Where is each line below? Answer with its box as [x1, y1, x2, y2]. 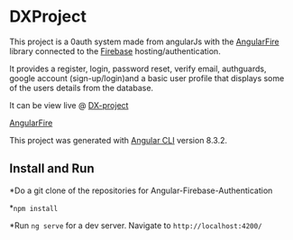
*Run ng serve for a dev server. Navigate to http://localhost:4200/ [9, 219, 263, 231]
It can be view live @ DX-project [9, 99, 129, 110]
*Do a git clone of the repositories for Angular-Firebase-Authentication [9, 185, 273, 196]
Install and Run [9, 161, 95, 177]
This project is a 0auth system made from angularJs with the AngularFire [9, 36, 279, 47]
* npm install [9, 202, 59, 213]
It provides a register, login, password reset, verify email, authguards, [9, 63, 268, 74]
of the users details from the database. [9, 82, 154, 93]
